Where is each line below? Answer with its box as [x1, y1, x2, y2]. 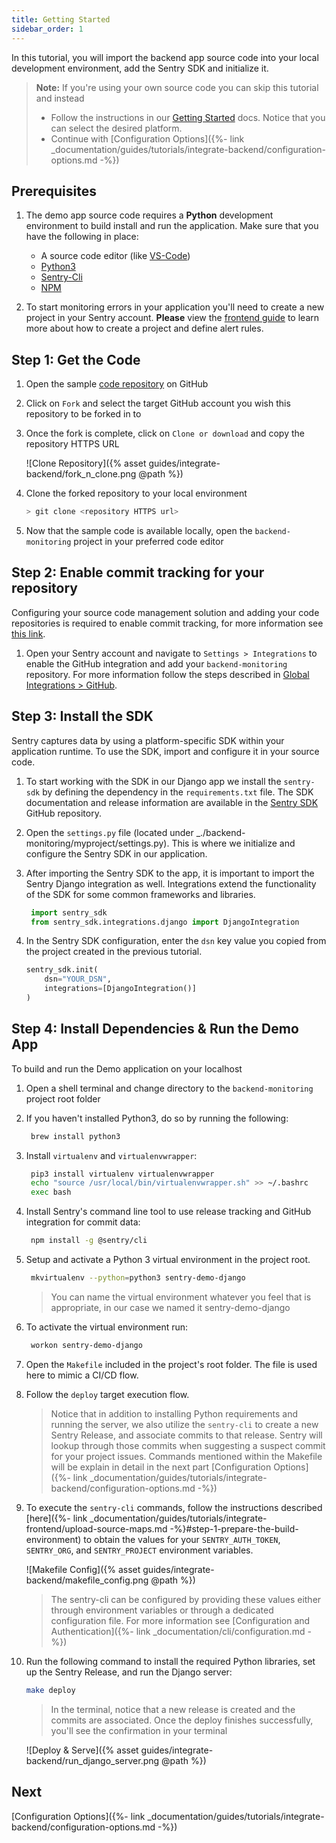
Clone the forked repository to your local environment [25, 487, 248, 500]
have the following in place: [25, 231, 139, 243]
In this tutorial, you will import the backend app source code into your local [11, 51, 319, 63]
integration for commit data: [25, 1216, 141, 1228]
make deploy [25, 1685, 76, 1695]
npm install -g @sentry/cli [30, 1236, 148, 1246]
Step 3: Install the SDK [11, 708, 154, 725]
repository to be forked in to [25, 408, 142, 420]
